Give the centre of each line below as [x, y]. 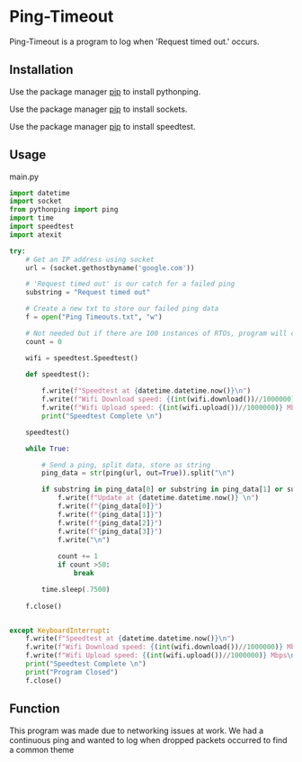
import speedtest [42, 227]
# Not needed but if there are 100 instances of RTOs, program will [156, 333]
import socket [36, 201]
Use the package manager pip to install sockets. [98, 109]
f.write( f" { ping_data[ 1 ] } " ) [110, 514]
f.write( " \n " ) [84, 540]
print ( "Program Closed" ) [72, 672]
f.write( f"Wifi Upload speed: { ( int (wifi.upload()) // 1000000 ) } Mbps [156, 656]
